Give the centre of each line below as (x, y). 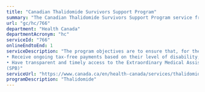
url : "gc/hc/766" (28, 23)
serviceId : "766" (28, 40)
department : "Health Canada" (43, 29)
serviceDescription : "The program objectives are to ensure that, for (98, 51)
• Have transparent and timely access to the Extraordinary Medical (95, 62)
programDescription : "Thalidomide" (52, 79)
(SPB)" (15, 68)
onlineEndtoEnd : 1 (30, 46)
